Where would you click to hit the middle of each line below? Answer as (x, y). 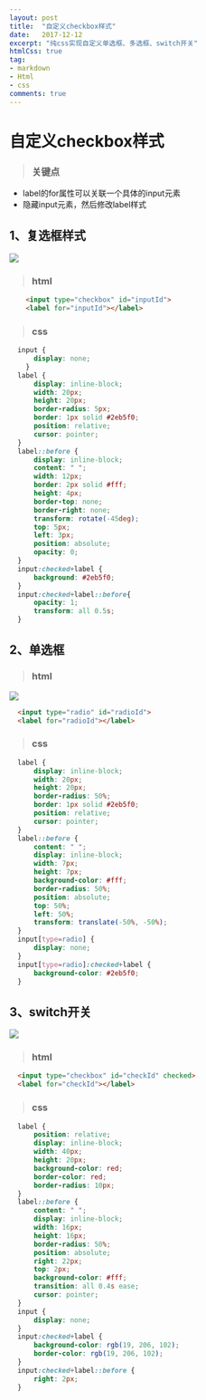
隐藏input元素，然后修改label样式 (84, 204)
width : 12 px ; (58, 476)
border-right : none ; (72, 510)
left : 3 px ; (54, 535)
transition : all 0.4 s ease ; (86, 1287)
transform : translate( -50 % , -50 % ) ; (100, 923)
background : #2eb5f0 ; (74, 577)
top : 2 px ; (51, 1270)
